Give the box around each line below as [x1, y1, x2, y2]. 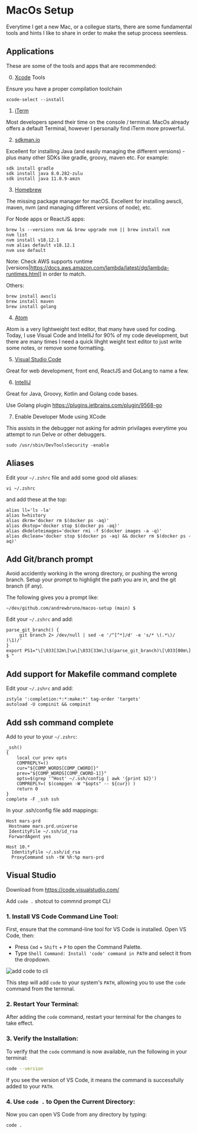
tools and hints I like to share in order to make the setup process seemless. [6, 29, 188, 36]
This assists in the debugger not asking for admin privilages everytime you [6, 424, 188, 432]
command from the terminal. [6, 985, 75, 992]
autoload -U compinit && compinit [6, 701, 91, 707]
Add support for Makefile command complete [6, 669, 178, 679]
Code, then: [6, 932, 35, 939]
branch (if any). [6, 582, 44, 590]
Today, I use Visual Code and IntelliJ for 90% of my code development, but [6, 332, 189, 339]
